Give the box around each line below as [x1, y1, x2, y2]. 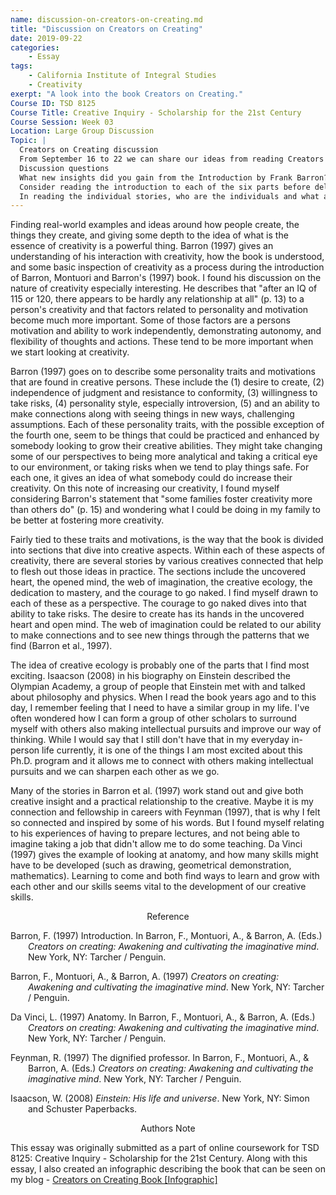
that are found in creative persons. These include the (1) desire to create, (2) [10, 376, 325, 388]
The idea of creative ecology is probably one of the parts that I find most [10, 659, 310, 671]
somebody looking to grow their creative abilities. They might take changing [10, 440, 323, 452]
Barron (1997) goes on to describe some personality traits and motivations [10, 366, 316, 378]
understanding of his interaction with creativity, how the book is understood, [10, 251, 325, 263]
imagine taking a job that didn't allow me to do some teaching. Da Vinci [10, 838, 303, 850]
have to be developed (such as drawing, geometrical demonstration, [10, 859, 292, 871]
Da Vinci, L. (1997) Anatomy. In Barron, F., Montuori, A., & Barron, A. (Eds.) [10, 1011, 316, 1023]
